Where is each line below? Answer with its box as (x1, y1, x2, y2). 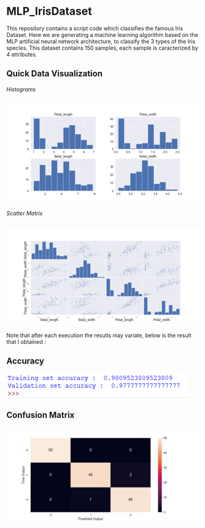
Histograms (6, 85, 36, 93)
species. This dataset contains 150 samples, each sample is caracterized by (6, 44, 198, 52)
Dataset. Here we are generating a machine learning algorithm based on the (6, 31, 198, 38)
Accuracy (6, 356, 45, 367)
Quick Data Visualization (6, 69, 103, 79)
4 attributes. (6, 50, 37, 58)
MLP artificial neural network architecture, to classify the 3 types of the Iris (6, 37, 196, 45)
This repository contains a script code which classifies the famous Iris (6, 25, 184, 32)
